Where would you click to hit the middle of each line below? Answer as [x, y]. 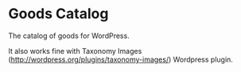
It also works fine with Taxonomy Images [75, 51]
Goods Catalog [58, 14]
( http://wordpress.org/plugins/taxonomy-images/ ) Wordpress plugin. [120, 59]
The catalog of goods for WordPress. [69, 36]
